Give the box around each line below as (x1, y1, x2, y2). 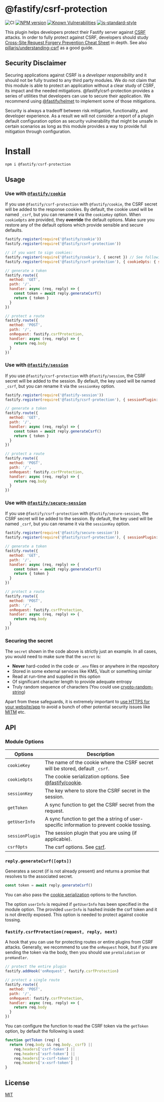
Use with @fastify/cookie (5, 190, 66, 197)
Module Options (5, 738, 44, 745)
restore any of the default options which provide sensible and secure (5, 222, 143, 228)
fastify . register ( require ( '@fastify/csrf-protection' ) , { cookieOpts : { (5, 259, 156, 264)
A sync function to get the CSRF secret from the (44, 801, 155, 808)
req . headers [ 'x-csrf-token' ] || (14, 1056, 80, 1061)
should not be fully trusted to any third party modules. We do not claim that (5, 77, 156, 83)
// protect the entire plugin (5, 964, 67, 969)
